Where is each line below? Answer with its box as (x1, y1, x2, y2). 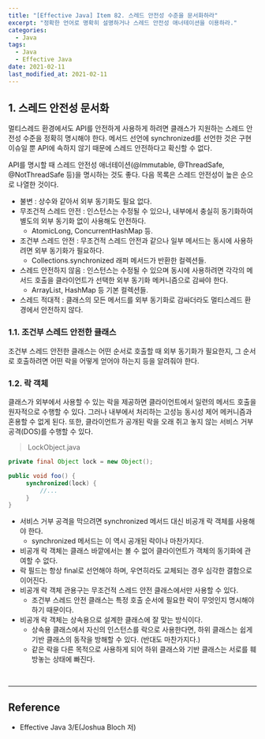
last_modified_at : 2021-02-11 (8, 70, 108, 78)
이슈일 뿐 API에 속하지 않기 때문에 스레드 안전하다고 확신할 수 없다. (8, 144, 213, 153)
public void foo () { (8, 472, 77, 480)
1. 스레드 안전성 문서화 (8, 102, 110, 115)
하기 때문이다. (31, 605, 74, 615)
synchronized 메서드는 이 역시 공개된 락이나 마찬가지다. (31, 536, 204, 546)
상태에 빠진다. (52, 655, 95, 664)
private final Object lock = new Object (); (8, 458, 154, 466)
